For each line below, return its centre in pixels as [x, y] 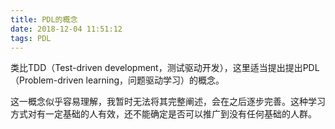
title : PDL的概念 [44, 19]
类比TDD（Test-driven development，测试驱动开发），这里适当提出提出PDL [165, 68]
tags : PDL [31, 38]
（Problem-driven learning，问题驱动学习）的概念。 [117, 80]
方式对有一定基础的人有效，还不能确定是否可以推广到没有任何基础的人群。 [163, 114]
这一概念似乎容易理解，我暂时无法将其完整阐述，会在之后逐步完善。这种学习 [168, 102]
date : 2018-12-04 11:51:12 [66, 29]
